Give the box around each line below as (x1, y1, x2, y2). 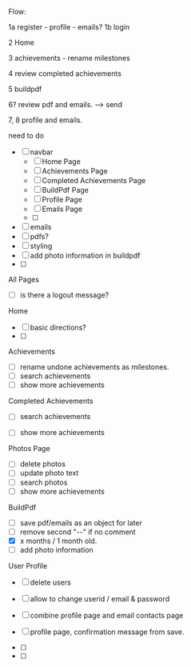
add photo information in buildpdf (30, 251, 141, 260)
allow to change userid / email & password (30, 593, 170, 603)
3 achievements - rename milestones (8, 54, 130, 62)
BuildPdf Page (42, 186, 90, 194)
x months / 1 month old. (19, 536, 97, 545)
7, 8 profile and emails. (8, 115, 82, 125)
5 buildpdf (8, 84, 42, 94)
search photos (19, 477, 68, 487)
